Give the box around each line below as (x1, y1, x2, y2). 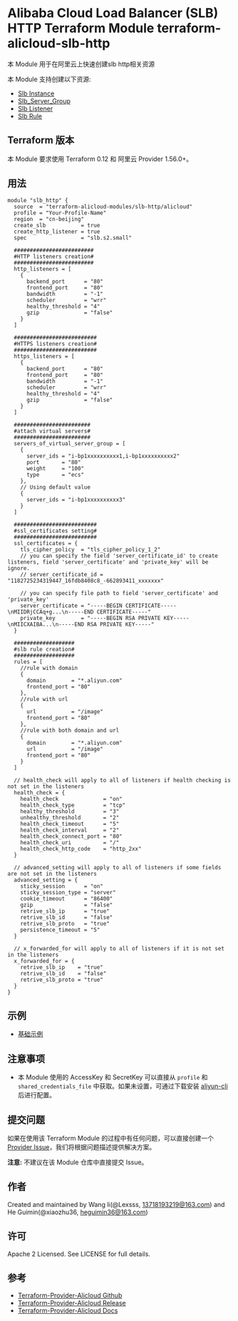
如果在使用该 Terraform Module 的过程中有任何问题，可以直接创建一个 (7, 1134, 214, 1142)
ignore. (7, 564, 31, 571)
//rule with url (20, 695, 69, 703)
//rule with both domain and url (20, 727, 120, 734)
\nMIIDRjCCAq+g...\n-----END (7, 608, 94, 616)
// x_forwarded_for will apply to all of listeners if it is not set (14, 945, 224, 952)
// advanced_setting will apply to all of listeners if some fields (14, 864, 222, 871)
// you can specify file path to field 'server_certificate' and (20, 589, 219, 596)
